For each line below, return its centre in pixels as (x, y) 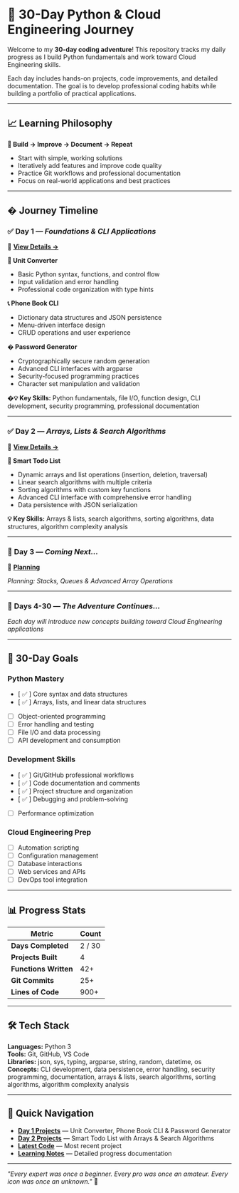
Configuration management (58, 855)
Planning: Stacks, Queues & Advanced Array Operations (90, 581)
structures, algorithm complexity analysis (68, 526)
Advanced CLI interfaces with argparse (75, 369)
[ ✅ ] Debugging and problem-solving (73, 799)
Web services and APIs (52, 872)
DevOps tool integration (52, 880)
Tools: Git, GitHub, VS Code (48, 1054)
